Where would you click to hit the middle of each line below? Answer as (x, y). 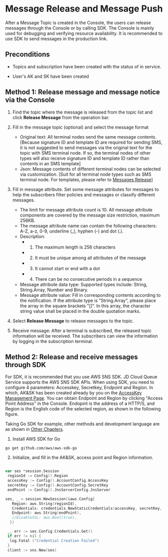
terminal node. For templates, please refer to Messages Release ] (86, 179)
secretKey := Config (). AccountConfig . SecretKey (58, 485)
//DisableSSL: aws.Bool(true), (44, 518)
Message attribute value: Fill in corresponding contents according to (90, 295)
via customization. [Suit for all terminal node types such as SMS (85, 174)
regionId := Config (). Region (38, 476)
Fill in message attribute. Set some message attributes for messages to (85, 189)
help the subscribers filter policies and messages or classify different (83, 194)
